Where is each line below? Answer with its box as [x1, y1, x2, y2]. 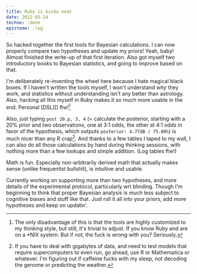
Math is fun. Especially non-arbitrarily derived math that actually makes [6, 159, 178, 166]
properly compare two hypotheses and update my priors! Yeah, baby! [6, 48, 174, 55]
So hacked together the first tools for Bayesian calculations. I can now [6, 41, 175, 48]
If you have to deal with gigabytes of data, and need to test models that [14, 242, 187, 249]
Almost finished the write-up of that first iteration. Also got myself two [6, 54, 175, 61]
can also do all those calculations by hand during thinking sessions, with [6, 141, 181, 148]
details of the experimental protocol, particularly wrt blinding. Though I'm [6, 183, 183, 190]
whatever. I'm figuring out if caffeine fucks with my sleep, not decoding [14, 255, 187, 262]
